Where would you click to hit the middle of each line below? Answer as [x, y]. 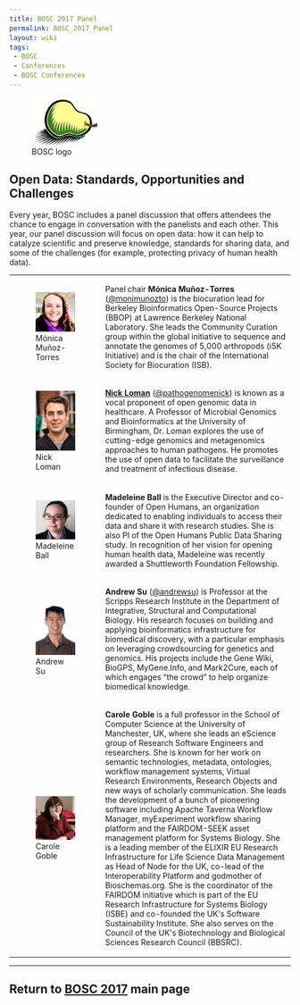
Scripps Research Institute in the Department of [192, 601]
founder [120, 507]
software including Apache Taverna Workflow [189, 809]
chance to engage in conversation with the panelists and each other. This [144, 224]
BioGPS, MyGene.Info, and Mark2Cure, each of [192, 667]
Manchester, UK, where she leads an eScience [191, 733]
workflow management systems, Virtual [178, 772]
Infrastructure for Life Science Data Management [195, 857]
